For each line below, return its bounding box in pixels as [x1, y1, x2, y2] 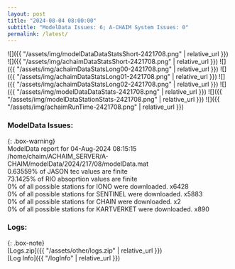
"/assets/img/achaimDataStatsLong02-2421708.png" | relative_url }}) [16, 80, 219, 89]
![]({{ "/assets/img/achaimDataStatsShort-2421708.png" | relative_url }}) [7, 58, 219, 66]
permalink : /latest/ [7, 30, 69, 38]
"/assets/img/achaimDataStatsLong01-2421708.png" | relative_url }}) [16, 73, 218, 81]
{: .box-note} [7, 238, 45, 247]
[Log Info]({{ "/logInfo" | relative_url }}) [7, 253, 121, 262]
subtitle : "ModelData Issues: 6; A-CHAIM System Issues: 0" [7, 23, 190, 31]
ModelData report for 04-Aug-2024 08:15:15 [7, 144, 137, 153]
